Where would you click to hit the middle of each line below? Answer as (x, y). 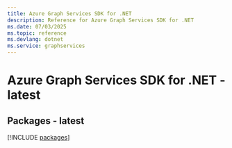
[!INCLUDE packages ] (39, 137)
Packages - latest (46, 121)
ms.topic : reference (37, 33)
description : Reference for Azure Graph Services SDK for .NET (101, 20)
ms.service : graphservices (46, 46)
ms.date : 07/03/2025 (37, 26)
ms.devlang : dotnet (35, 40)
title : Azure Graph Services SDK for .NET (69, 14)
